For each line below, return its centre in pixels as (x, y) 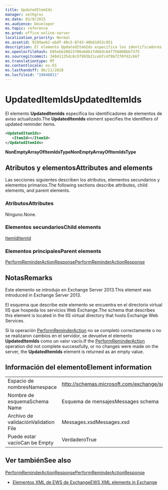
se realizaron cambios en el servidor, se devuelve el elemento (69, 335)
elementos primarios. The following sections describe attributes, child (76, 185)
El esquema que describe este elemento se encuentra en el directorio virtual (84, 304)
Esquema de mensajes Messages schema (110, 401)
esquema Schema (28, 401)
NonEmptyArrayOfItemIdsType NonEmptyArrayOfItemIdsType (71, 152)
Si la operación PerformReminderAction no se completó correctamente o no (83, 330)
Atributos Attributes (29, 203)
